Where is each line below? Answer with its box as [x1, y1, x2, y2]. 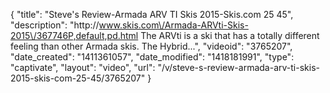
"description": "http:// [10, 19, 100, 31]
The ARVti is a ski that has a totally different [140, 30, 320, 41]
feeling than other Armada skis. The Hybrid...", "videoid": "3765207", [10, 40, 293, 52]
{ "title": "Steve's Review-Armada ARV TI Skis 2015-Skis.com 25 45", [10, 9, 294, 20]
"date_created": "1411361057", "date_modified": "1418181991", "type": [10, 51, 295, 63]
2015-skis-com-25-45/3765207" [10, 72, 146, 84]
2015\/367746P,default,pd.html [10, 30, 139, 41]
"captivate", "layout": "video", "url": [10, 62, 156, 73]
